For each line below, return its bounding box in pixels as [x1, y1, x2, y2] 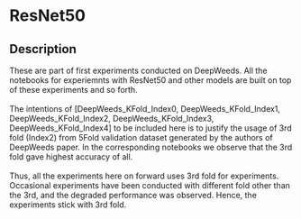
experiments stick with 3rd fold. [9, 199, 127, 210]
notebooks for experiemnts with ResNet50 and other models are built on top [9, 75, 292, 86]
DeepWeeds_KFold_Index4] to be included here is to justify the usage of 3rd [9, 123, 293, 133]
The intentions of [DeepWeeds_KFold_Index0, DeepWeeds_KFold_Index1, [9, 104, 281, 114]
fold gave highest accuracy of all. [9, 151, 133, 162]
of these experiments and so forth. [9, 85, 138, 95]
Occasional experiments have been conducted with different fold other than [9, 180, 291, 190]
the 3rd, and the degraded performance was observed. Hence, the [9, 190, 257, 200]
